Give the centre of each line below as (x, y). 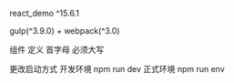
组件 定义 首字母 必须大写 (57, 50)
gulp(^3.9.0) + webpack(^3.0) (65, 31)
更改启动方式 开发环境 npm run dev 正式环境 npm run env (117, 69)
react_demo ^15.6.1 (45, 13)
